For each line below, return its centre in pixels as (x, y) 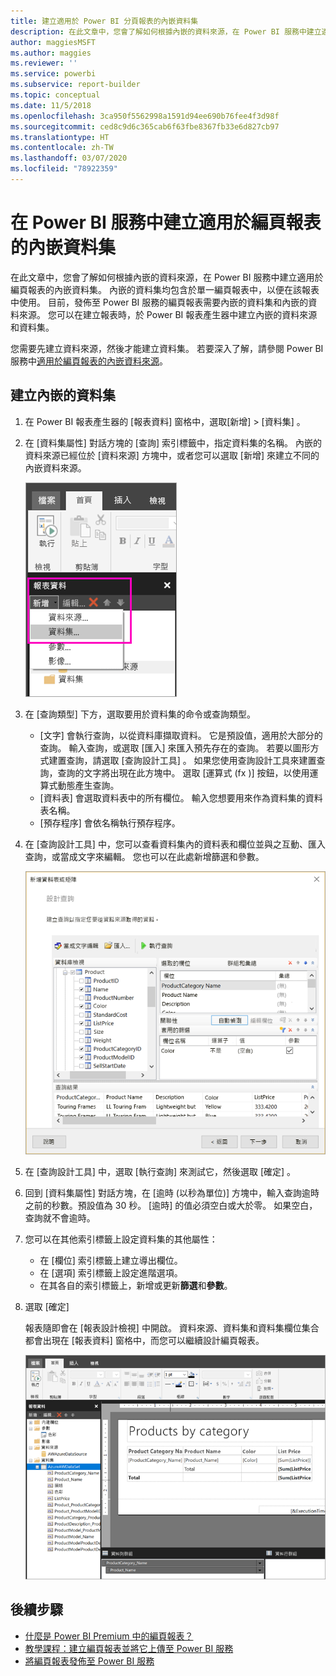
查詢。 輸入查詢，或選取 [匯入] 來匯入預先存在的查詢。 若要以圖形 (175, 747)
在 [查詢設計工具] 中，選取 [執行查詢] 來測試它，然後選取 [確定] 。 (160, 1171)
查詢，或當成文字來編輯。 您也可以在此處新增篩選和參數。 (144, 856)
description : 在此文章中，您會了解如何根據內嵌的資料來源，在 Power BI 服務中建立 (166, 31)
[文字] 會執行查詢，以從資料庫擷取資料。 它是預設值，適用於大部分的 (181, 735)
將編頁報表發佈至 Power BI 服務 (89, 1661)
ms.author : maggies (51, 53)
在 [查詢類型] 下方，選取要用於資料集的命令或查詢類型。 (140, 714)
